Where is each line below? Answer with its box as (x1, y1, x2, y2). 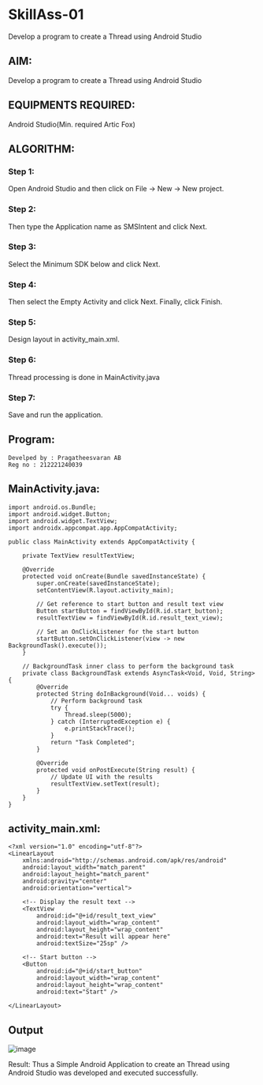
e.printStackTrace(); (64, 725, 135, 733)
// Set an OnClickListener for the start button (36, 627, 199, 635)
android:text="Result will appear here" (36, 932, 171, 941)
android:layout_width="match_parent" (22, 864, 146, 872)
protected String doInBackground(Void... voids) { (36, 690, 206, 698)
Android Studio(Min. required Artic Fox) (8, 119, 136, 129)
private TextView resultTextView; (22, 552, 135, 559)
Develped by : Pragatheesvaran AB (8, 454, 122, 462)
